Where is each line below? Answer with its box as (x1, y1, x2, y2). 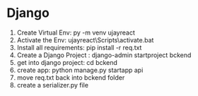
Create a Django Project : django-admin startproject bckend (16, 51, 192, 59)
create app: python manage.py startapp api (16, 66, 144, 74)
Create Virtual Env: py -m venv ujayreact (16, 28, 136, 37)
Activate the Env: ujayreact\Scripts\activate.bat (16, 35, 154, 44)
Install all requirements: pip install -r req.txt (16, 43, 142, 52)
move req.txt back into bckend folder (16, 73, 125, 82)
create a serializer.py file (16, 80, 89, 89)
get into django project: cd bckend (16, 58, 118, 66)
